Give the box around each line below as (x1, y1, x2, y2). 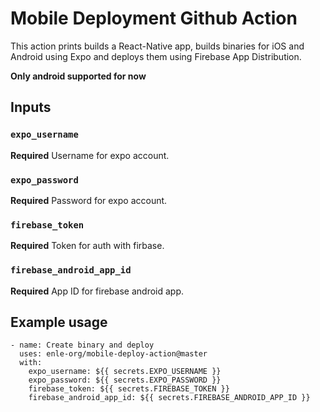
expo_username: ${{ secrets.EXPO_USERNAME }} (28, 367, 222, 377)
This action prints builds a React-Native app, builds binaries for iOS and (10, 40, 305, 52)
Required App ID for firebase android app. (10, 285, 184, 297)
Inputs (10, 99, 52, 116)
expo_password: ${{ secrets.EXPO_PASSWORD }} (28, 375, 222, 386)
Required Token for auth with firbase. (10, 240, 165, 252)
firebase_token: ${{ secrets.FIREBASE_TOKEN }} (28, 384, 230, 394)
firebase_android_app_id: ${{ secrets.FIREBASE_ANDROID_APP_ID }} (28, 393, 311, 403)
